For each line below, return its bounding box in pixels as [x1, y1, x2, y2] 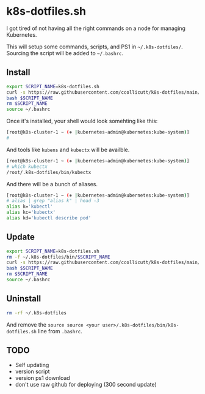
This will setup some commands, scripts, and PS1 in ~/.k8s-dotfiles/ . [6, 43, 183, 50]
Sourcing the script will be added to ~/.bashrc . [6, 49, 124, 56]
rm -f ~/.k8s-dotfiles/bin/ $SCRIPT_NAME [6, 254, 111, 260]
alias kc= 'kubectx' [6, 210, 56, 216]
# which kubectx [6, 164, 48, 170]
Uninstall [6, 294, 41, 304]
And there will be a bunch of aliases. [6, 180, 98, 188]
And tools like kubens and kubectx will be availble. [6, 146, 130, 153]
